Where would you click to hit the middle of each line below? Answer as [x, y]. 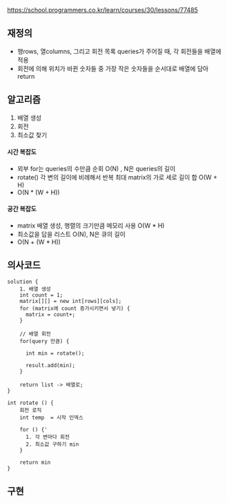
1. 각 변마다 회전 [48, 437]
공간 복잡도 [22, 209]
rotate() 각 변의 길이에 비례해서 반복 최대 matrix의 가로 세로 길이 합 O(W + [117, 177]
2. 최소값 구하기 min [52, 444]
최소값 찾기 [32, 135]
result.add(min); [50, 365]
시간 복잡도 [22, 152]
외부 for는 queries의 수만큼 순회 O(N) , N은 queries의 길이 [96, 168]
